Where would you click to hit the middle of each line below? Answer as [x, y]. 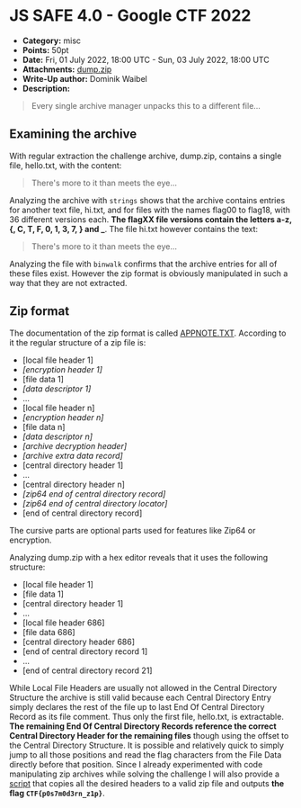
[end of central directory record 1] [85, 651]
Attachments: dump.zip [67, 69]
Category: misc [52, 40]
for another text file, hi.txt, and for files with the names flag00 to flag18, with [150, 210]
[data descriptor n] [57, 436]
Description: [46, 88]
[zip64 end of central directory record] [94, 494]
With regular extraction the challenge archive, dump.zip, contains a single [146, 156]
